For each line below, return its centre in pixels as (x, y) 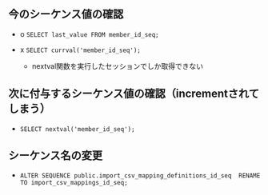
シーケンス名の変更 (55, 155)
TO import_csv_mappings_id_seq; (74, 183)
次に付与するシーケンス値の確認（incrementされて (134, 94)
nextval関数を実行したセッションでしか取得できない (118, 66)
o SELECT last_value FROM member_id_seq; (90, 34)
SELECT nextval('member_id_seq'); (77, 129)
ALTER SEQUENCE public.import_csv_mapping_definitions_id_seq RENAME (140, 176)
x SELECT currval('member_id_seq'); (80, 50)
